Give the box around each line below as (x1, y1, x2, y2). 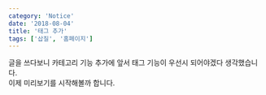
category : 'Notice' (8, 11, 75, 20)
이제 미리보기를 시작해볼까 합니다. (8, 78, 116, 88)
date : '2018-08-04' (8, 19, 75, 28)
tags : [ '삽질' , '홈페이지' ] (8, 34, 94, 43)
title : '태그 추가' (8, 27, 68, 35)
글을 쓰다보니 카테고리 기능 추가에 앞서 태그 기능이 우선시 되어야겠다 (8, 58, 224, 67)
